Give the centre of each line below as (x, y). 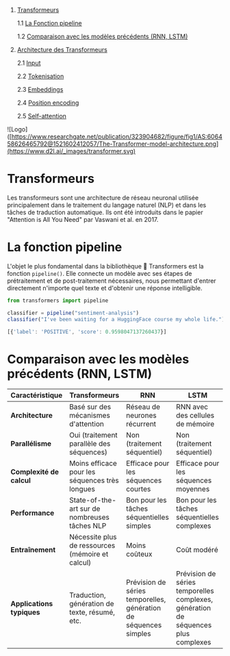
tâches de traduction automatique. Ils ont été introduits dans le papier (105, 212)
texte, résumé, (92, 612)
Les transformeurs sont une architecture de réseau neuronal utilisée (103, 197)
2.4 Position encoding (48, 103)
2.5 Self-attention (42, 116)
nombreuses (89, 518)
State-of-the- (93, 501)
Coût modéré (197, 550)
